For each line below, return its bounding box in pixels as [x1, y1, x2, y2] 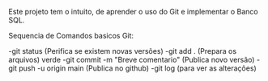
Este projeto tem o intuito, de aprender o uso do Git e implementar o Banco [8, 7, 258, 16]
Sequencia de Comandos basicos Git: [8, 31, 134, 40]
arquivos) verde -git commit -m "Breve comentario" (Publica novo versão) [8, 55, 255, 64]
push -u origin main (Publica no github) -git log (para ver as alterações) [19, 63, 257, 73]
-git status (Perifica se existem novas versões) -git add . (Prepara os [8, 47, 237, 55]
